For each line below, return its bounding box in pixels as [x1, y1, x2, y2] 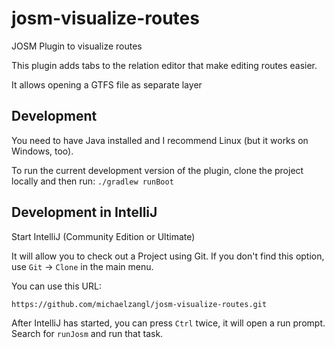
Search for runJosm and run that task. [11, 327, 164, 339]
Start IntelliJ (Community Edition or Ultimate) [11, 230, 196, 242]
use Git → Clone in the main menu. [11, 260, 154, 272]
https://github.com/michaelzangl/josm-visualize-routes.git [11, 299, 268, 309]
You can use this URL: [11, 280, 102, 292]
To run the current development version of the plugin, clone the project [11, 164, 304, 176]
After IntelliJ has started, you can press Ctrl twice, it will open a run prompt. [11, 317, 326, 329]
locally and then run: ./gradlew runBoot [11, 175, 174, 187]
